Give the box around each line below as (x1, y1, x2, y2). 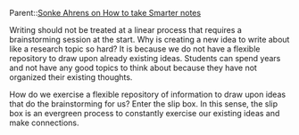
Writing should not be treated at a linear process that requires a (9, 25, 243, 35)
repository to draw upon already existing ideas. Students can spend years (9, 53, 281, 63)
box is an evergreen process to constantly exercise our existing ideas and (9, 108, 280, 118)
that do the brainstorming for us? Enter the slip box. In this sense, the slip (9, 99, 278, 109)
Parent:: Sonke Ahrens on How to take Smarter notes (9, 8, 202, 18)
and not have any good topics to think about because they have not (9, 62, 257, 73)
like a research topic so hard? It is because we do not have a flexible (9, 44, 261, 54)
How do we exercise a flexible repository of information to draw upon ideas (9, 89, 287, 99)
